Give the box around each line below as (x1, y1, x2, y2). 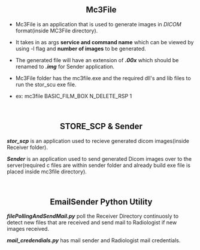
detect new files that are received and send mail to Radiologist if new (7, 219, 177, 226)
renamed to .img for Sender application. (15, 63, 115, 70)
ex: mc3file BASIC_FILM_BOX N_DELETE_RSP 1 (15, 92, 132, 99)
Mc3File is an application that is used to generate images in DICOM (15, 20, 181, 28)
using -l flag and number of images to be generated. (15, 45, 146, 52)
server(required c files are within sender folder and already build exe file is (7, 161, 191, 169)
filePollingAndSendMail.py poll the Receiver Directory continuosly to (7, 212, 179, 220)
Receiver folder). (7, 144, 49, 151)
